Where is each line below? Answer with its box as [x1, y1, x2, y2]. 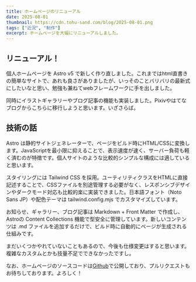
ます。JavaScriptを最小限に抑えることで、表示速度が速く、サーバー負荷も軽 [6, 147, 190, 154]
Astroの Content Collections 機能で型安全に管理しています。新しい [6, 215, 166, 222]
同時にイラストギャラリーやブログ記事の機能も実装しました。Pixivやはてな [6, 97, 187, 104]
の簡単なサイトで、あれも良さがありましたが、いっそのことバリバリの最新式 [6, 77, 191, 84]
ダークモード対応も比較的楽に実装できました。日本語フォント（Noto [16, 188, 182, 196]
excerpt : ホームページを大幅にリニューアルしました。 [6, 30, 121, 36]
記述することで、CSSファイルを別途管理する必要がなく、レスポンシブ [6, 181, 176, 188]
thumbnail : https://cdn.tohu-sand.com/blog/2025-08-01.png [6, 19, 153, 25]
